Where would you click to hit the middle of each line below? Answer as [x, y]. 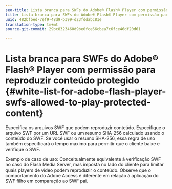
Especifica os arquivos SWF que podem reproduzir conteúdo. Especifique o [85, 128]
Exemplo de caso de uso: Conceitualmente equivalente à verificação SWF [83, 159]
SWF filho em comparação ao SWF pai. [47, 181]
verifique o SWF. [23, 150]
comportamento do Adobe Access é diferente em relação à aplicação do [82, 176]
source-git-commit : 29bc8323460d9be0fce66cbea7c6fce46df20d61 [73, 29]
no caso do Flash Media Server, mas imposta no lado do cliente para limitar [84, 165]
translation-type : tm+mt [32, 24]
